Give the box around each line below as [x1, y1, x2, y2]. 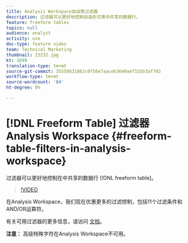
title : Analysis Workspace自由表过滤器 [6, 8, 98, 15]
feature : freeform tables [6, 19, 69, 25]
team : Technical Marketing [6, 47, 72, 53]
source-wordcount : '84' [6, 79, 64, 85]
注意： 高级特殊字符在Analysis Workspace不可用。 [6, 230, 129, 237]
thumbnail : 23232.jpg [6, 52, 59, 58]
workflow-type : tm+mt [6, 74, 59, 79]
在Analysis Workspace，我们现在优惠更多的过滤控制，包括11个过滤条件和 [6, 198, 183, 205]
